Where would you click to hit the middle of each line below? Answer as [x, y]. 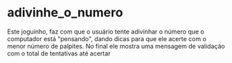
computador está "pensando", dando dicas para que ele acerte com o [107, 38]
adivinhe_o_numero [65, 13]
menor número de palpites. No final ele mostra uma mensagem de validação [116, 46]
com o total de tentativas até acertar [59, 53]
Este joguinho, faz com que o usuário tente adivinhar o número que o [106, 32]
